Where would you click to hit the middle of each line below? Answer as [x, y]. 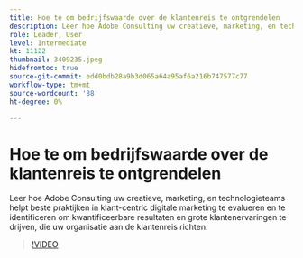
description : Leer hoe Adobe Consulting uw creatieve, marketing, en [143, 26]
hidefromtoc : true [44, 69]
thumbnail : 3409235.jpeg [56, 60]
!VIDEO [45, 244]
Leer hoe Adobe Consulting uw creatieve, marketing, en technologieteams [147, 198]
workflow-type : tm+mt [50, 85]
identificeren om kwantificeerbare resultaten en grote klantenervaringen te [148, 217]
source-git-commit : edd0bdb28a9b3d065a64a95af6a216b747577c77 [129, 77]
